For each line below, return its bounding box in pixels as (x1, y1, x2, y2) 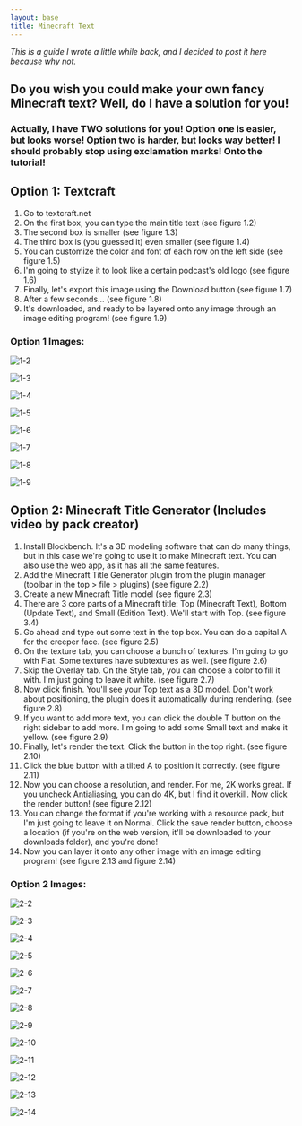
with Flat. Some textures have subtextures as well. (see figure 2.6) (22, 655, 268, 666)
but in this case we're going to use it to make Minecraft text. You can (22, 550, 277, 561)
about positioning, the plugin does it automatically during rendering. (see (22, 693, 292, 704)
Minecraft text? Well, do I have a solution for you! (10, 95, 289, 110)
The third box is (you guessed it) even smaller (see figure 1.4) (22, 236, 250, 247)
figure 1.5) (22, 255, 61, 266)
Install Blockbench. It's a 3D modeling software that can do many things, (22, 540, 291, 552)
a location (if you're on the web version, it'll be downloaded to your (22, 826, 272, 837)
